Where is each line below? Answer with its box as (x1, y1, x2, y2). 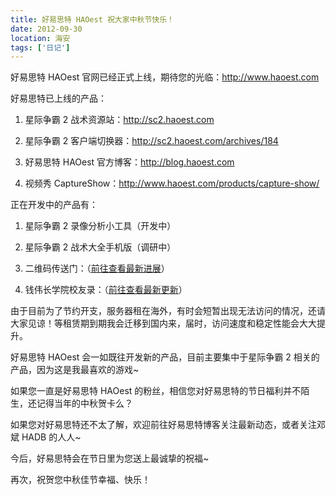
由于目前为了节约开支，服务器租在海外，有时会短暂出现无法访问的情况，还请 (10, 305, 326, 317)
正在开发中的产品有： (10, 199, 98, 211)
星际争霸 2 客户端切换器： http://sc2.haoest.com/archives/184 (24, 135, 279, 147)
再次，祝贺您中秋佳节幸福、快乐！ (10, 474, 151, 486)
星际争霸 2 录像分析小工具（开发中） (24, 220, 177, 232)
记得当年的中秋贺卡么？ (36, 397, 133, 410)
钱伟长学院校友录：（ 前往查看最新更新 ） (24, 284, 188, 296)
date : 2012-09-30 (10, 24, 83, 34)
